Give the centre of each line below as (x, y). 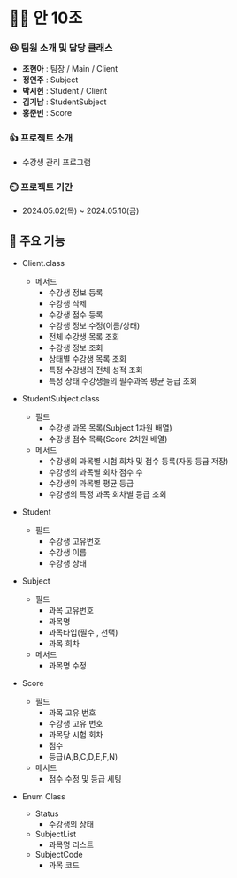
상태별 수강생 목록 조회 (88, 358)
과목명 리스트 (71, 844)
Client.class (43, 263)
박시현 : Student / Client (65, 91)
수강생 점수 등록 (76, 314)
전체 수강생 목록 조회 (84, 336)
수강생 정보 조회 (76, 347)
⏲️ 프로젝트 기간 (41, 187)
